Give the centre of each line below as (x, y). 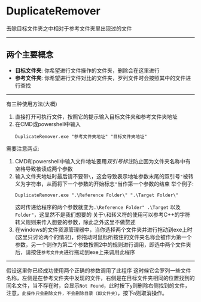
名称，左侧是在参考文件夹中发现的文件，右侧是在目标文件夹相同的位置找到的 (100, 278)
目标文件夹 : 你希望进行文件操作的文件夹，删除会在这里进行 (87, 70)
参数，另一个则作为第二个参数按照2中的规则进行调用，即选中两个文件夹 (103, 244)
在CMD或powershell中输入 (48, 124)
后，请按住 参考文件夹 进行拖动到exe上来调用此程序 (75, 252)
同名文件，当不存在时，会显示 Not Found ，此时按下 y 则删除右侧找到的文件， (98, 285)
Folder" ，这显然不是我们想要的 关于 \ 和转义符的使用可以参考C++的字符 (102, 214)
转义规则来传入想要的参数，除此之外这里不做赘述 (75, 222)
